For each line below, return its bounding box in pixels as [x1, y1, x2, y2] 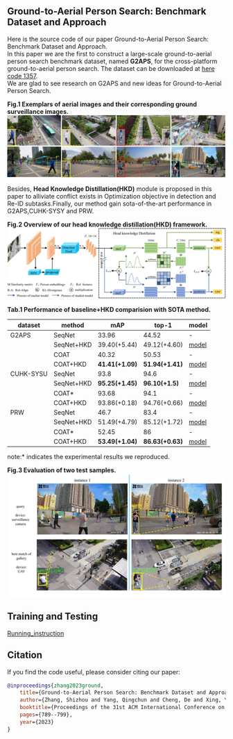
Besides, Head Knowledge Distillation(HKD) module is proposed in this [7, 184, 212, 193]
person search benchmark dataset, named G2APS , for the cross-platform [7, 57, 218, 65]
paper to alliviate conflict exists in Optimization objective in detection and [7, 192, 216, 200]
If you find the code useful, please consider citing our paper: [7, 667, 180, 676]
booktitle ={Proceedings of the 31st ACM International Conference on [19, 704, 225, 711]
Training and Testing [7, 611, 98, 622]
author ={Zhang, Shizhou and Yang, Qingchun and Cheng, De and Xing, [19, 697, 222, 704]
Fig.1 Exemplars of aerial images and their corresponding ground [7, 100, 198, 108]
